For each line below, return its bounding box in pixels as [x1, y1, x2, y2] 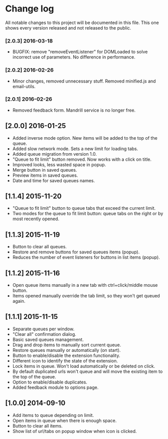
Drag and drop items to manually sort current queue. [12, 341, 121, 348]
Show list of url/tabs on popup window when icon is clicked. [12, 428, 137, 434]
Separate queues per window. [12, 326, 75, 332]
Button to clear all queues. [12, 244, 67, 250]
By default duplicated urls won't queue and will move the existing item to [12, 368, 163, 374]
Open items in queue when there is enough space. [12, 417, 117, 423]
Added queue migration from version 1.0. [12, 151, 97, 157]
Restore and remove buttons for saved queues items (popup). [12, 249, 140, 255]
